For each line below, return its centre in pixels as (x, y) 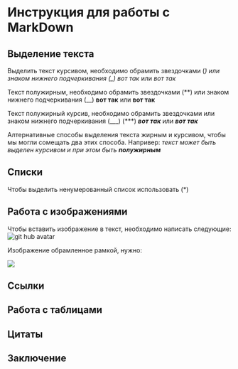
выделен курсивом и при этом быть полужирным (84, 150)
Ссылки (26, 286)
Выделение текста (51, 54)
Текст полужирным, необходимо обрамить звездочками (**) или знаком (118, 92)
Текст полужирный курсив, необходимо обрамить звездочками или (111, 113)
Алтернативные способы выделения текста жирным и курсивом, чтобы (117, 135)
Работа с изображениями (67, 212)
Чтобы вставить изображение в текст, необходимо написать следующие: (119, 229)
